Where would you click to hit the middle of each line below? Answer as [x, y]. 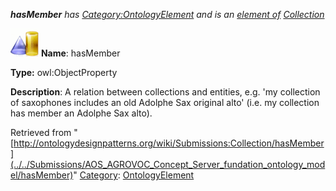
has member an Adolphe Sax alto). [81, 113]
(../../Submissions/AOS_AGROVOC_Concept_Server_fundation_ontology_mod [168, 164]
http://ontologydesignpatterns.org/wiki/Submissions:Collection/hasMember [169, 143]
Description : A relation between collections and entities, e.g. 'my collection [165, 92]
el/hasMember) [42, 175]
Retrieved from [41, 132]
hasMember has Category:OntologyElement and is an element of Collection [167, 14]
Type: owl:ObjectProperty [64, 72]
